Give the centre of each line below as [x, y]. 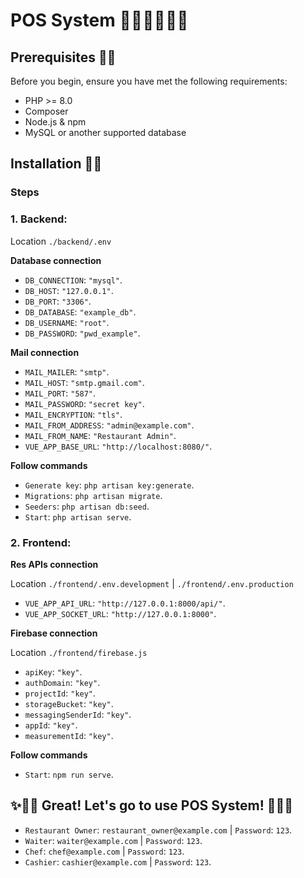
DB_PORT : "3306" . [58, 301]
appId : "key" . [51, 725]
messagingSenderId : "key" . [78, 714]
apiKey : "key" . [53, 671]
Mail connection [45, 352]
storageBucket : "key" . [69, 703]
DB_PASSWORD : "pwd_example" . [82, 333]
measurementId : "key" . [69, 735]
